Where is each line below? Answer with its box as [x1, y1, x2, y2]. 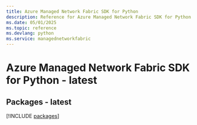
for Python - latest [6, 74, 97, 87]
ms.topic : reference [6, 25, 57, 31]
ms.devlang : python [6, 31, 54, 36]
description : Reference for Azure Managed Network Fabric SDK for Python [6, 14, 192, 20]
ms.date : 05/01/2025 [6, 19, 57, 25]
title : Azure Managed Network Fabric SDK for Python [6, 8, 139, 15]
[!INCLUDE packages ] [6, 113, 60, 119]
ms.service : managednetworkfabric [6, 36, 91, 42]
